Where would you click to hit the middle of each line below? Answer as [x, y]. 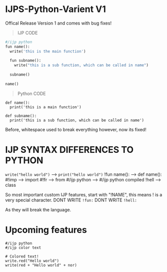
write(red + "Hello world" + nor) [41, 265]
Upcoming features [46, 230]
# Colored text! [22, 256]
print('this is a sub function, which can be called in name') [77, 120]
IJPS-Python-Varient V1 [56, 9]
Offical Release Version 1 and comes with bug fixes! [58, 23]
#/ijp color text [23, 247]
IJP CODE [27, 33]
